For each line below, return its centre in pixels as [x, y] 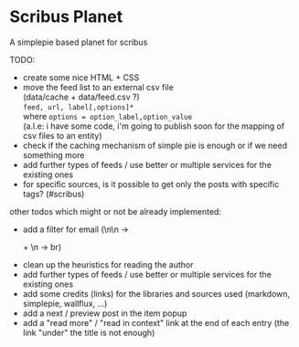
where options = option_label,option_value [107, 116]
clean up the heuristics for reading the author [108, 264]
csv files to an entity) [62, 135]
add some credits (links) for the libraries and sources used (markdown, [156, 293]
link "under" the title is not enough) [89, 332]
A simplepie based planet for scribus [79, 42]
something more [53, 155]
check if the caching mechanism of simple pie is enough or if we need [155, 145]
